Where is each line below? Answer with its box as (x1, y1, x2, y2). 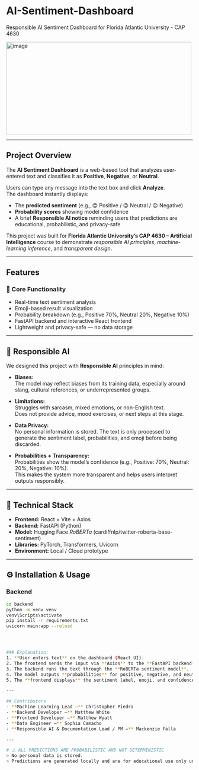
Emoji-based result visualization (14, 305, 93, 312)
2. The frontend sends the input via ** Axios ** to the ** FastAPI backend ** (6, 660, 197, 666)
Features (6, 268, 40, 278)
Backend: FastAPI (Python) (14, 522, 82, 530)
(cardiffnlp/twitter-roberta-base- (93, 528, 173, 535)
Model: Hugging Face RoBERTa (14, 528, 92, 535)
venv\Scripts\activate (6, 612, 62, 618)
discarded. (14, 441, 41, 448)
